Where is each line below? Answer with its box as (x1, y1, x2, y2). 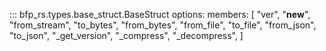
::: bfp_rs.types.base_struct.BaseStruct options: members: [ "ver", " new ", (9, 9, 311, 20)
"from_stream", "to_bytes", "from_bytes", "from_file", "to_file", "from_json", (9, 19, 317, 31)
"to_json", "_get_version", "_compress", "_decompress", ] (9, 30, 244, 41)
